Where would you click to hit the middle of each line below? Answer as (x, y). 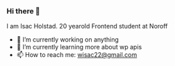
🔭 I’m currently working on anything (67, 40)
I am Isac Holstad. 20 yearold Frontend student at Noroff (87, 26)
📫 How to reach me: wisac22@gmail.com (77, 55)
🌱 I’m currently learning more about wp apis (79, 47)
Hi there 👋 (24, 11)
